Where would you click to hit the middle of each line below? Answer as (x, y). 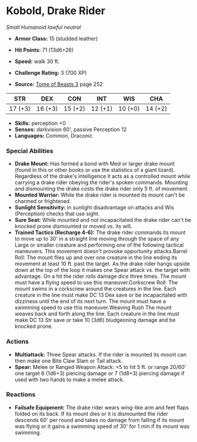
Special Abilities (30, 151)
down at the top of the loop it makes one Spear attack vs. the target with (102, 270)
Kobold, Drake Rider (56, 11)
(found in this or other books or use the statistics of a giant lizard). (95, 170)
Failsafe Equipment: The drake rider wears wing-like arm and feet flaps (102, 407)
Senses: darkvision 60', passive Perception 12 (71, 129)
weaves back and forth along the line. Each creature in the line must (97, 314)
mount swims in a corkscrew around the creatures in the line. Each (95, 289)
